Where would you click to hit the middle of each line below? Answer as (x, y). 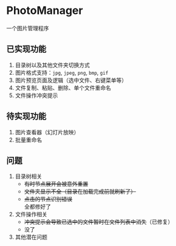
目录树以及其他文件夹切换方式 (52, 65)
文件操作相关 (31, 214)
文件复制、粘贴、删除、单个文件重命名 (63, 87)
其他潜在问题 (31, 237)
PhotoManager (45, 11)
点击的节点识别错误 (48, 199)
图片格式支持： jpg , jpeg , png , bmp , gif (62, 72)
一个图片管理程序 (28, 28)
